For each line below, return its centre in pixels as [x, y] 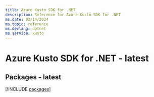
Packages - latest [33, 77]
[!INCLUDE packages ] [28, 89]
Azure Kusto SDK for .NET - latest [77, 58]
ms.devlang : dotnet [26, 29]
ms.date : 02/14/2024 [27, 19]
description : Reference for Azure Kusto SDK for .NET [63, 15]
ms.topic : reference [27, 24]
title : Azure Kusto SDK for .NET [40, 10]
